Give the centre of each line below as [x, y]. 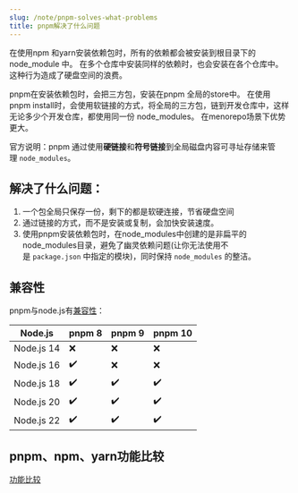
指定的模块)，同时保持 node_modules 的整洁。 [174, 257]
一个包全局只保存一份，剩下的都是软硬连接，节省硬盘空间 [128, 212]
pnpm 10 [173, 334]
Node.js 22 [37, 420]
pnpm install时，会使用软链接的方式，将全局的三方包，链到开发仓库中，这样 [149, 105]
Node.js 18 [37, 383]
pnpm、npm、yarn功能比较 [87, 456]
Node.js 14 [37, 348]
